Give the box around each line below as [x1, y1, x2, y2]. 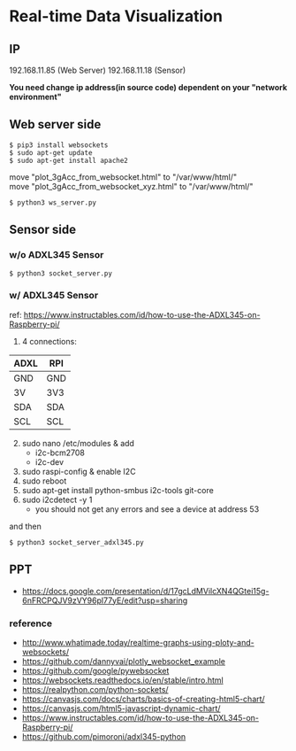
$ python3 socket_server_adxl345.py [9, 538, 144, 546]
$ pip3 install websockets [9, 140, 109, 150]
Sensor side [9, 222, 77, 237]
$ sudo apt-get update [9, 148, 93, 157]
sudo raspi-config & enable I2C [21, 466, 136, 476]
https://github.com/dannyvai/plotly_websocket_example [21, 655, 225, 666]
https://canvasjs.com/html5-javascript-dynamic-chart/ [21, 702, 221, 714]
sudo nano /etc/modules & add [21, 437, 135, 448]
